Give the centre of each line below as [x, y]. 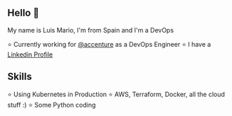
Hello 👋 [23, 13]
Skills [20, 77]
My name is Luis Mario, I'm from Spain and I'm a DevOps [91, 30]
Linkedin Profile [30, 54]
